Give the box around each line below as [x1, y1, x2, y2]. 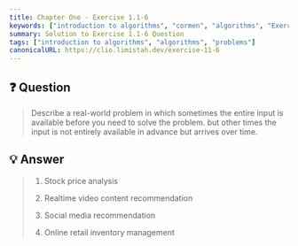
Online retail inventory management [43, 227, 176, 237]
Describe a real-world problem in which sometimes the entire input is [30, 107, 284, 118]
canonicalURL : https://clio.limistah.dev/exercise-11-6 [9, 46, 220, 55]
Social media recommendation [43, 210, 156, 220]
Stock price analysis [43, 175, 118, 186]
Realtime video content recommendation [43, 192, 193, 204]
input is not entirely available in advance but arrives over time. [30, 126, 258, 137]
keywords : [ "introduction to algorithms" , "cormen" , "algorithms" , [9, 21, 264, 30]
